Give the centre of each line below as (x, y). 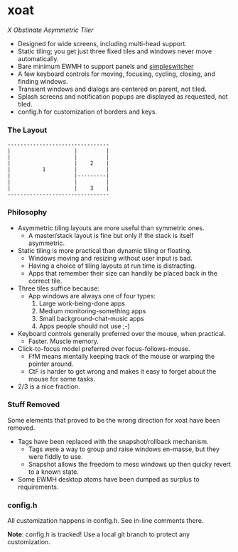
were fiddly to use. (55, 456)
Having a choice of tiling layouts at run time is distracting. (112, 266)
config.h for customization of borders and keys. (87, 112)
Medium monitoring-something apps (92, 310)
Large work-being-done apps (82, 303)
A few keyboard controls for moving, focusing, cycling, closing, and (116, 74)
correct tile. (45, 281)
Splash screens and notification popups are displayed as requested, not (123, 96)
